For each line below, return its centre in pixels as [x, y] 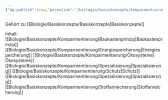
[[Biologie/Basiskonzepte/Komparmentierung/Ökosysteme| [94, 55]
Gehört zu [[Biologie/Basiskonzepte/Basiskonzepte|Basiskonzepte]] [75, 24]
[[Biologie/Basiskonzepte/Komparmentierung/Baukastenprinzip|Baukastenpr [84, 39]
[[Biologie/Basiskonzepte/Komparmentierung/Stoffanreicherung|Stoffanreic [83, 87]
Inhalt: [12, 33]
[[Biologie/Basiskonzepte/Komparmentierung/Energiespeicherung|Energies [83, 49]
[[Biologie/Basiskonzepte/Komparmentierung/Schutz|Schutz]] [76, 71]
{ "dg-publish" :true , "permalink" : [40, 10]
